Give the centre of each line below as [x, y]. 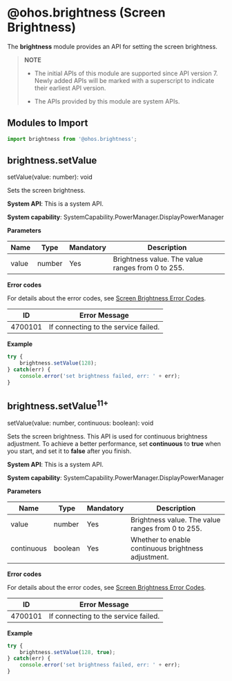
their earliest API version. [70, 88]
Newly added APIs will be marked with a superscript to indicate [124, 80]
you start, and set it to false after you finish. [69, 451]
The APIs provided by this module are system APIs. [107, 101]
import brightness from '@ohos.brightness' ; [72, 139]
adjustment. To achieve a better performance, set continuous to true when [114, 443]
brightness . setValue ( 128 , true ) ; [68, 652]
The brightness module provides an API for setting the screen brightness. [112, 46]
